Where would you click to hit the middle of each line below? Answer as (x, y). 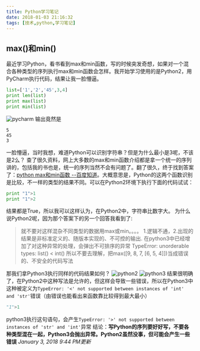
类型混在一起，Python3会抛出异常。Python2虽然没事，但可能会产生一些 (101, 334)
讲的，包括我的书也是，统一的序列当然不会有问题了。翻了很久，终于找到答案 (100, 167)
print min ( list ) (26, 107)
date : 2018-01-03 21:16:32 (40, 17)
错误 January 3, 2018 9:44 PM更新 (49, 342)
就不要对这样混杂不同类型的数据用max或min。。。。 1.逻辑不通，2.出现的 (107, 231)
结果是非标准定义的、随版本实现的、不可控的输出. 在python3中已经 (103, 238)
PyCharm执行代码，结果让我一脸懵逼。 (54, 79)
